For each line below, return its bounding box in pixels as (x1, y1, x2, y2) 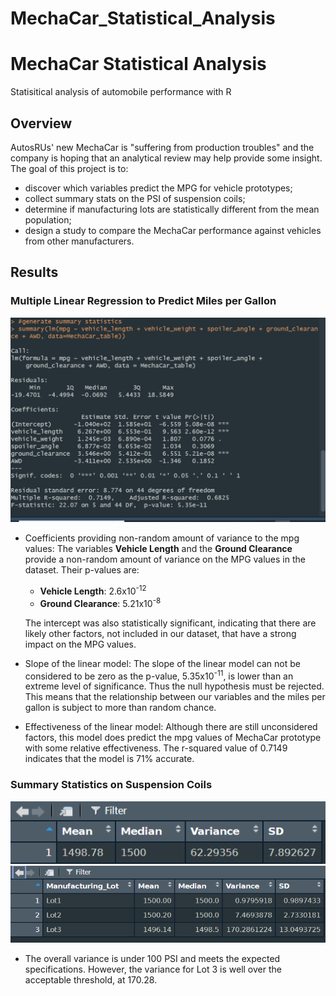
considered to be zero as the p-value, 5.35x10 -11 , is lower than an (24, 668, 294, 682)
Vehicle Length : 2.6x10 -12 (39, 583, 147, 597)
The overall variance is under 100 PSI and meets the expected (24, 953, 281, 965)
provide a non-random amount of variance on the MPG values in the (24, 553, 306, 566)
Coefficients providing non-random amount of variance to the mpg (24, 532, 300, 544)
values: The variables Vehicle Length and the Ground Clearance (24, 543, 293, 555)
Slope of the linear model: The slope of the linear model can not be (24, 657, 301, 669)
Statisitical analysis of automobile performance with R (10, 86, 232, 98)
